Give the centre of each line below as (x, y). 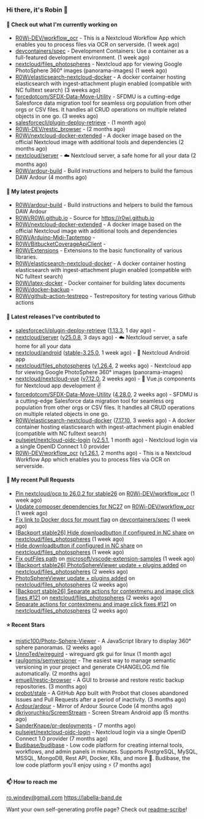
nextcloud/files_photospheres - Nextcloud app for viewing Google (99, 64)
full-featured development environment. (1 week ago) (82, 58)
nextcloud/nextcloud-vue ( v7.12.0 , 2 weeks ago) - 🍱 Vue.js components (105, 379)
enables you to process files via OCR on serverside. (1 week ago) (97, 45)
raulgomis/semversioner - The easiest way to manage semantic (96, 660)
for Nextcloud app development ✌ (58, 385)
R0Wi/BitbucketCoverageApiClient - (60, 244)
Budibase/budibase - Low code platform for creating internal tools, (99, 745)
